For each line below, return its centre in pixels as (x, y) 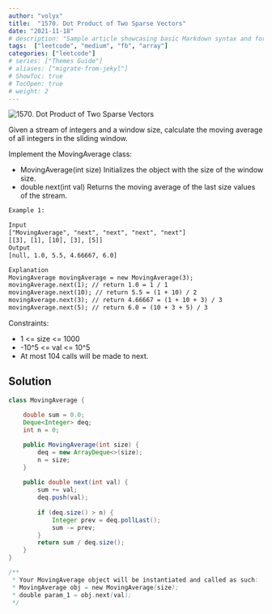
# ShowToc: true (36, 76)
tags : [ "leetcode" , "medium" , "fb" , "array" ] (88, 46)
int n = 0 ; (41, 430)
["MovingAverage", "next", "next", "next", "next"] (97, 233)
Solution (30, 382)
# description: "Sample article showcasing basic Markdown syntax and (130, 38)
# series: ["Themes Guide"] (56, 62)
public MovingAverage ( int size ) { (81, 445)
